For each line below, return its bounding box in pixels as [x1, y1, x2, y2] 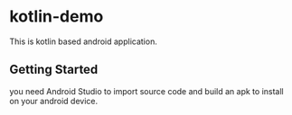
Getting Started [9, 62, 99, 77]
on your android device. [9, 95, 99, 106]
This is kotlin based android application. [9, 36, 158, 47]
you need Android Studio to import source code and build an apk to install [9, 85, 284, 96]
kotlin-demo [9, 6, 104, 27]
